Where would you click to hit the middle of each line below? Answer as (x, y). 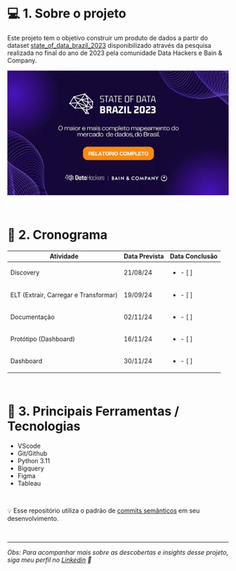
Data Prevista (144, 256)
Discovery (25, 272)
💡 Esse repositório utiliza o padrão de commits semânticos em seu (104, 510)
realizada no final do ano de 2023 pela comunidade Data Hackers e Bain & (115, 53)
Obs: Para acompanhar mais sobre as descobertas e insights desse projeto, (118, 552)
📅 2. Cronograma (57, 235)
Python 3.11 (34, 460)
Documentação (32, 317)
